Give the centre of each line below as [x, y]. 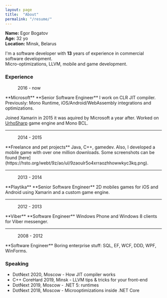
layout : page [19, 10]
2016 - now [29, 88]
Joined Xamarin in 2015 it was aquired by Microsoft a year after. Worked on [82, 118]
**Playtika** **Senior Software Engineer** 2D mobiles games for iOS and [82, 187]
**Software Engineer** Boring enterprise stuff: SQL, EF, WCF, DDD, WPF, [81, 245]
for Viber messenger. [27, 221]
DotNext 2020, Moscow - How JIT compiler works [64, 274]
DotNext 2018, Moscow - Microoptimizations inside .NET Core [76, 290]
